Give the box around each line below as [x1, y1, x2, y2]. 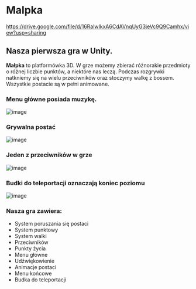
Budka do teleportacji [14, 276, 67, 283]
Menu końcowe [14, 270, 52, 277]
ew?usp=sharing [6, 29, 47, 36]
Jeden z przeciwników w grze [6, 151, 92, 159]
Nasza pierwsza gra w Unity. [6, 46, 113, 56]
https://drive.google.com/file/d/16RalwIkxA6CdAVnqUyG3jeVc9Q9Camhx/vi [6, 23, 189, 30]
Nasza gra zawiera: [6, 206, 63, 215]
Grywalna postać [6, 123, 56, 131]
